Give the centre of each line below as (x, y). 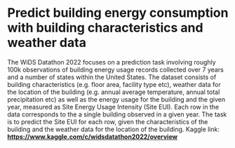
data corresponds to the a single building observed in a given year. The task (117, 114)
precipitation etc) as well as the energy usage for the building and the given (116, 99)
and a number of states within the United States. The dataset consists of (112, 77)
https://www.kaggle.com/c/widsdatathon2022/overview (92, 136)
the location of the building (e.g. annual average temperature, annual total (114, 92)
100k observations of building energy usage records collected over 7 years (116, 69)
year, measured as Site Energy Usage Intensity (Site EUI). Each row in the (113, 107)
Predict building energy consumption (118, 13)
